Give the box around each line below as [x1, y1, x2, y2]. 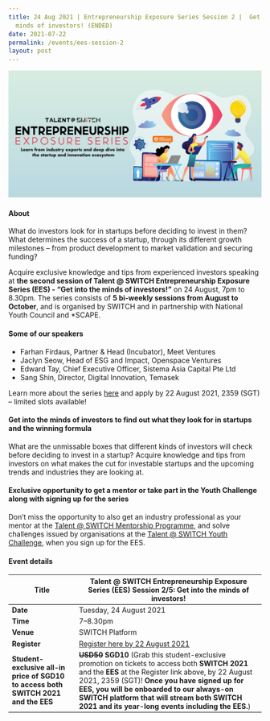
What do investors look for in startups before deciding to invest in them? [8, 226, 247, 236]
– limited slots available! [8, 396, 87, 406]
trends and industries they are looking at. [8, 467, 145, 477]
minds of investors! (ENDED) [15, 21, 113, 30]
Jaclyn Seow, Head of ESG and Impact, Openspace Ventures [19, 355, 222, 365]
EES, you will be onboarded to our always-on [79, 684, 234, 694]
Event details [8, 556, 54, 566]
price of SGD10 [11, 671, 65, 681]
